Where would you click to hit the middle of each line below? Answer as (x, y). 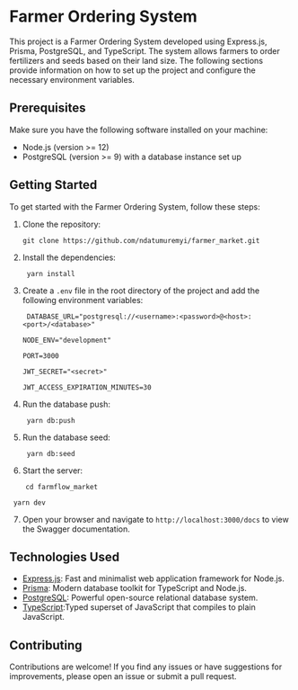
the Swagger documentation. (76, 529)
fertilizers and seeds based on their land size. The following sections (136, 60)
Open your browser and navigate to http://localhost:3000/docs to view (155, 519)
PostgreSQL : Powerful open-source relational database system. (140, 598)
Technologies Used (64, 556)
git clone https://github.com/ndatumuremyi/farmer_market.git (141, 240)
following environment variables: (83, 300)
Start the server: (53, 470)
